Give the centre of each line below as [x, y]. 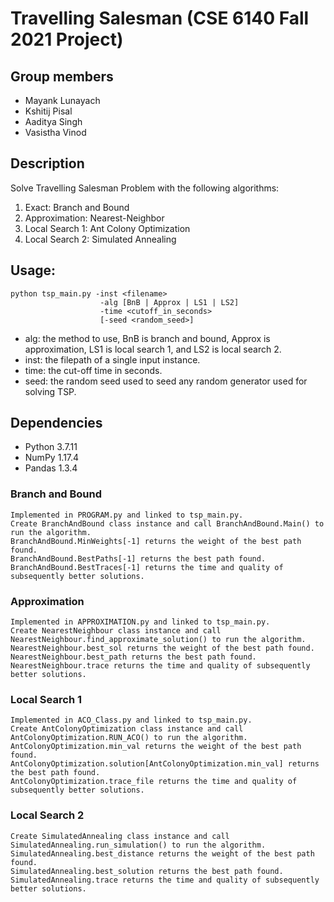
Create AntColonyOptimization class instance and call [127, 729]
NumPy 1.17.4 [52, 458]
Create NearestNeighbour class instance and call [116, 631]
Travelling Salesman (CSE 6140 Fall [160, 18]
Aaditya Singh [53, 121]
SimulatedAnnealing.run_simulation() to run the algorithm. [138, 845]
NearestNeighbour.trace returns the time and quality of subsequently [160, 666]
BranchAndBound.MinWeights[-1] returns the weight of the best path [156, 541]
